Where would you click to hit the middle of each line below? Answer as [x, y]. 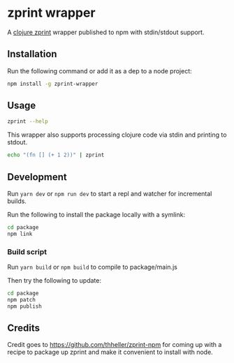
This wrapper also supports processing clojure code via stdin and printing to [117, 135]
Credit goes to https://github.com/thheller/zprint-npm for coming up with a [115, 345]
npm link [20, 234]
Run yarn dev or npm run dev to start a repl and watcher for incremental [110, 194]
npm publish [24, 306]
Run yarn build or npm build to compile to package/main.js [93, 267]
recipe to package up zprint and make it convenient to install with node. [110, 352]
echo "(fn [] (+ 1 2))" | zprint [56, 155]
